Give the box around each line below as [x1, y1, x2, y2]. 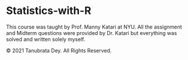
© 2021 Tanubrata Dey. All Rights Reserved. [6, 47, 112, 54]
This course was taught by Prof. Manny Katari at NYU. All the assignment [6, 23, 183, 30]
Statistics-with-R [6, 4, 92, 17]
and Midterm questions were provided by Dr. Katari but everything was [6, 29, 177, 36]
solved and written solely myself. [6, 36, 86, 43]
